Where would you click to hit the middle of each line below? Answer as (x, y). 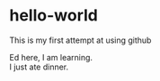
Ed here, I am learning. (51, 57)
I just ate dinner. (39, 67)
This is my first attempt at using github (80, 40)
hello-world (54, 16)
